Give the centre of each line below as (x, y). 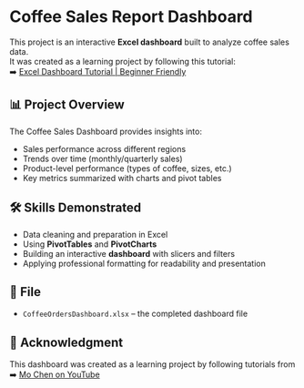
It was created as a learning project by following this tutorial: (123, 61)
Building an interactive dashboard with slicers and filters (128, 253)
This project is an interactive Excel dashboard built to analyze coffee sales (149, 42)
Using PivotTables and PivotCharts (90, 244)
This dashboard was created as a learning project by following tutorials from (152, 364)
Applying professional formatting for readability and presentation (144, 263)
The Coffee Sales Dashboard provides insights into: (106, 131)
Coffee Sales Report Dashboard (131, 17)
